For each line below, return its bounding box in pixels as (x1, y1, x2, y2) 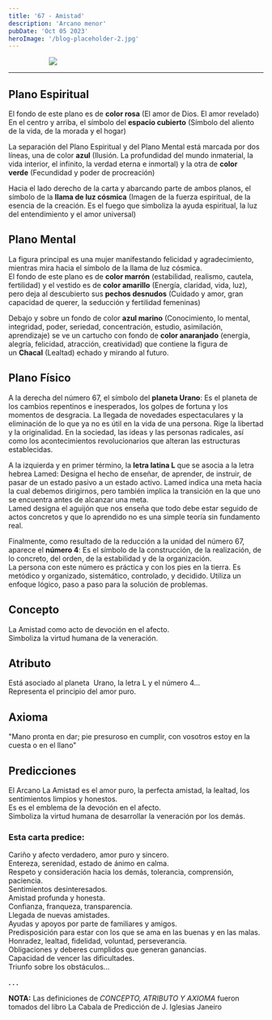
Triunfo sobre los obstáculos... (8, 962, 110, 972)
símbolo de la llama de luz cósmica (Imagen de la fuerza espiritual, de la (8, 192, 251, 202)
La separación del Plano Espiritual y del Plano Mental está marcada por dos (8, 142, 261, 152)
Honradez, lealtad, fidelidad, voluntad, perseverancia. (8, 936, 188, 946)
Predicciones (8, 764, 77, 777)
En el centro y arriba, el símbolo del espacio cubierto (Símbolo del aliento (8, 118, 255, 127)
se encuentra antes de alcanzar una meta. (8, 494, 149, 504)
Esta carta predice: (8, 831, 85, 842)
